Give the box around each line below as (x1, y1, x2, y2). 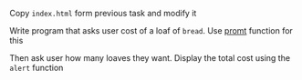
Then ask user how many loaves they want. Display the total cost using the (9, 53, 290, 63)
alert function (9, 63, 64, 73)
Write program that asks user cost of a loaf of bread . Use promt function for (9, 25, 294, 35)
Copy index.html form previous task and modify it (9, 8, 197, 18)
